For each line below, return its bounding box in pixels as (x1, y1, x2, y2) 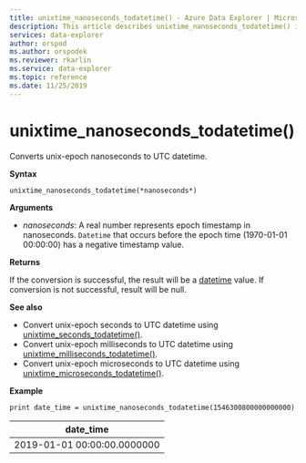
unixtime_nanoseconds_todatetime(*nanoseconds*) (9, 186, 198, 195)
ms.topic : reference (9, 73, 88, 82)
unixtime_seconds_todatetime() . (22, 329, 143, 340)
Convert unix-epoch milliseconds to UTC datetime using (22, 338, 234, 349)
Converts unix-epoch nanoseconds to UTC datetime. (9, 150, 208, 161)
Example (9, 385, 44, 396)
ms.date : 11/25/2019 (9, 81, 88, 90)
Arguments (9, 201, 54, 212)
